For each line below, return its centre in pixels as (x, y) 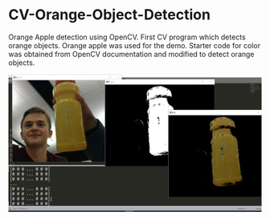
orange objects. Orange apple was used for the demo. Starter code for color (135, 45)
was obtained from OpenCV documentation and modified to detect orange (131, 54)
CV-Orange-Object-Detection (110, 15)
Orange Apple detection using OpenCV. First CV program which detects (127, 37)
